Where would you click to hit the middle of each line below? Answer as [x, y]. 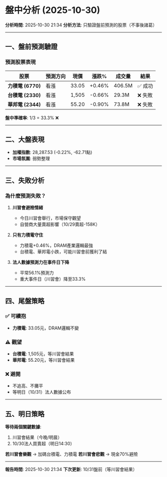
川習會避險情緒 [28, 208]
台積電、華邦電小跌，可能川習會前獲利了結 [63, 252]
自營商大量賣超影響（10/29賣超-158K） [60, 225]
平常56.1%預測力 [37, 273]
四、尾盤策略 [25, 301]
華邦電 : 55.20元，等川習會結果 [43, 360]
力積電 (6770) [24, 86]
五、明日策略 [25, 414]
